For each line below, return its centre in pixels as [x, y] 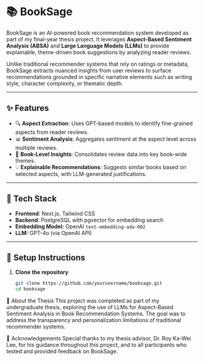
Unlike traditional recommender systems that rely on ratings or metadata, [98, 64]
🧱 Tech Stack [32, 199]
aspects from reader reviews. [52, 132]
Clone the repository [42, 272]
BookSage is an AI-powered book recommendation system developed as [98, 33]
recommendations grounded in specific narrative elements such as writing [99, 77]
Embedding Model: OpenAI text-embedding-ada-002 [80, 226]
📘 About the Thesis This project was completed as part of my [83, 301]
